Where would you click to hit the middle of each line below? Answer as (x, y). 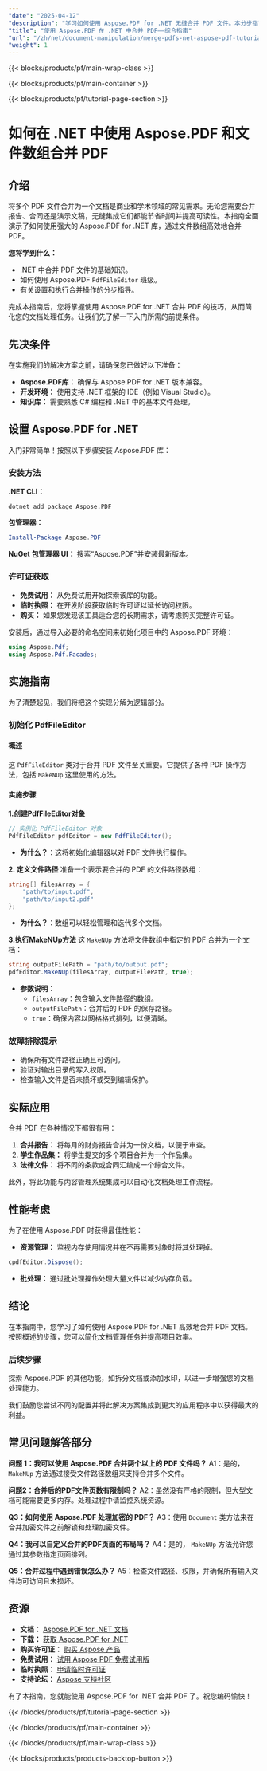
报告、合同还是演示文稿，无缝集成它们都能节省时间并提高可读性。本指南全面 (133, 216)
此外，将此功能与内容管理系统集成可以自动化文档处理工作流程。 (112, 1182)
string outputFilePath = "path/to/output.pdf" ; (89, 965)
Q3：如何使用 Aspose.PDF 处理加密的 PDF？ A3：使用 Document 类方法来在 (131, 1517)
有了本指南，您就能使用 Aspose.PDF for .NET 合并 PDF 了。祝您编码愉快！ (130, 1696)
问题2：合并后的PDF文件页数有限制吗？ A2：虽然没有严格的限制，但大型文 (131, 1490)
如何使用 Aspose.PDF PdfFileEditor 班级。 (90, 280)
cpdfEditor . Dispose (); (46, 1262)
